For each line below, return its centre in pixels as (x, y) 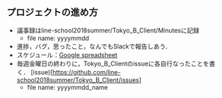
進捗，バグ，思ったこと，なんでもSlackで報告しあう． (94, 46)
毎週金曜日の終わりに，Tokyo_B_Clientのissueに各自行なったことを (113, 63)
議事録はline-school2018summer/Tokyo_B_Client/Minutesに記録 (108, 30)
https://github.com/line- (87, 72)
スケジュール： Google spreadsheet (67, 55)
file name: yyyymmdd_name (68, 87)
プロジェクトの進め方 (52, 12)
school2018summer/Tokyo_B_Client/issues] (79, 80)
